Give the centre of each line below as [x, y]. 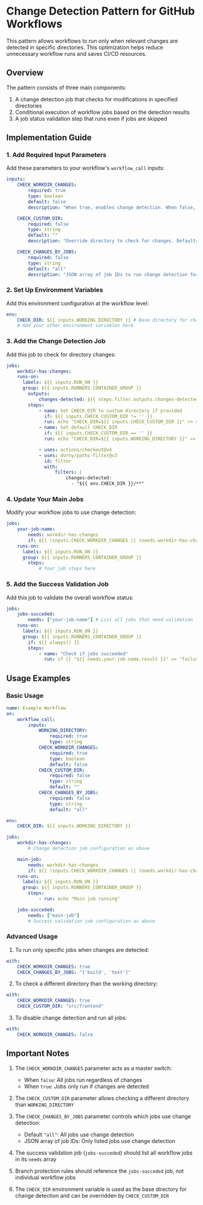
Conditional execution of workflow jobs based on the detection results [102, 112]
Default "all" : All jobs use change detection [79, 1134]
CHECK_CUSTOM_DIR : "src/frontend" [60, 1006]
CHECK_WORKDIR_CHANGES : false [55, 1035]
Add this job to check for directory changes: [61, 354]
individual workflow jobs [45, 1177]
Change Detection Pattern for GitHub [101, 11]
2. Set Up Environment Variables [55, 290]
